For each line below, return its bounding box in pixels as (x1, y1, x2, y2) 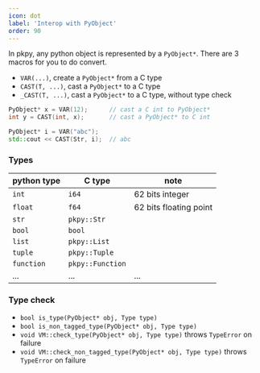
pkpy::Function (68, 259, 126, 268)
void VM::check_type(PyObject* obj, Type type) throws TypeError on (19, 329, 252, 339)
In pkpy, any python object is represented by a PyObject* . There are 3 (8, 49, 239, 59)
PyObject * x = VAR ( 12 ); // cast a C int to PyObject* (8, 106, 211, 114)
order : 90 (8, 27, 42, 35)
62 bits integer (134, 189, 190, 200)
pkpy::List (68, 237, 110, 247)
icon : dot (8, 11, 42, 20)
